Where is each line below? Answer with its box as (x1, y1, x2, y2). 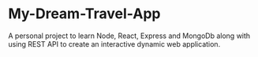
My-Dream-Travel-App (8, 5, 161, 23)
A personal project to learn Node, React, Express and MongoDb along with (8, 31, 251, 40)
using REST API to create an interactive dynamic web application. (8, 39, 221, 48)
